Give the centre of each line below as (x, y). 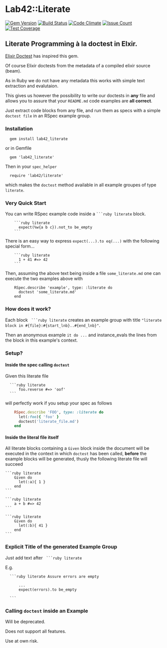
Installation (19, 129)
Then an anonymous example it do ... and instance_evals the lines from (81, 335)
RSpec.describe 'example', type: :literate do (63, 288)
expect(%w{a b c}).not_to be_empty (55, 228)
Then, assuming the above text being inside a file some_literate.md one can (83, 273)
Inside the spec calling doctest (37, 365)
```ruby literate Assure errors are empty (54, 576)
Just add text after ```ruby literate (44, 558)
